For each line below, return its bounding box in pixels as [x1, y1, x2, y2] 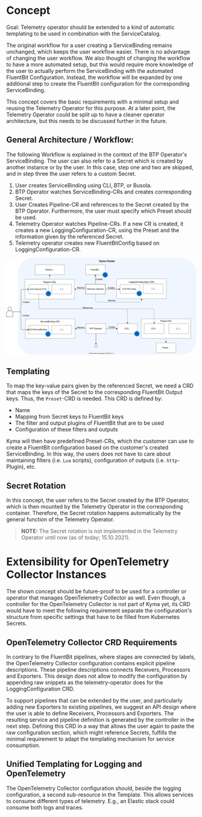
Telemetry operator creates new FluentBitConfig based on [14, 239, 160, 246]
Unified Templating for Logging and [6, 759, 143, 769]
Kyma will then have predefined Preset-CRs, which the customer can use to [6, 437, 194, 445]
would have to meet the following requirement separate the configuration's [6, 607, 192, 615]
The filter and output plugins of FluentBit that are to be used [14, 419, 164, 427]
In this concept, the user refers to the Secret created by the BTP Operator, [6, 496, 190, 504]
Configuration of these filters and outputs [14, 426, 118, 433]
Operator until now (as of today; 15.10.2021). [21, 534, 131, 541]
